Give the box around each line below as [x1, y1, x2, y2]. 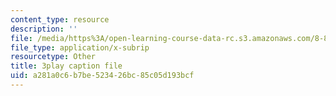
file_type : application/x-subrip [10, 42, 150, 53]
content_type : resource [10, 14, 110, 25]
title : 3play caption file [10, 61, 123, 71]
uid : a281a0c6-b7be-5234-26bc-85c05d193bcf [10, 71, 195, 81]
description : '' [10, 24, 78, 34]
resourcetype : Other [10, 52, 97, 62]
